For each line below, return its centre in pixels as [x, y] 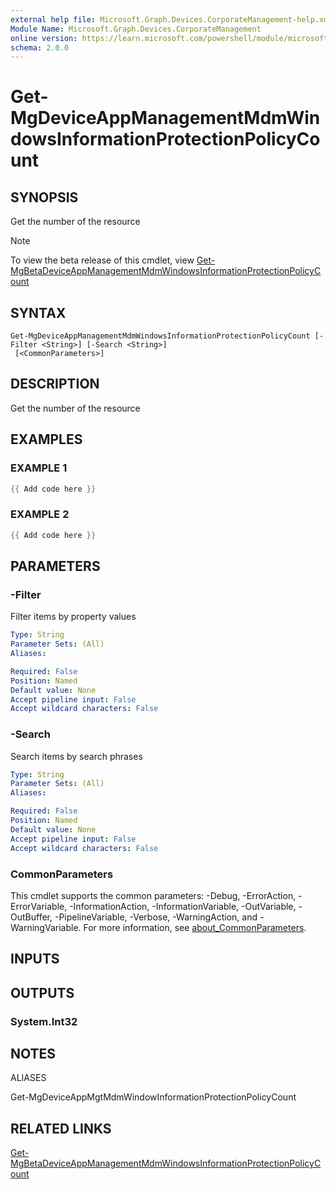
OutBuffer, [31, 917]
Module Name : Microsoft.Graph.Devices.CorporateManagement [136, 29]
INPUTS [35, 959]
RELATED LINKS [61, 1128]
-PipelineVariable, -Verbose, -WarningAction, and [156, 917]
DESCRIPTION [55, 384]
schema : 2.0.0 [40, 47]
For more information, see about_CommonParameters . [195, 927]
